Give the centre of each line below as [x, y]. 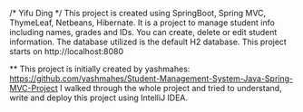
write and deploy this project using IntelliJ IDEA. [99, 98]
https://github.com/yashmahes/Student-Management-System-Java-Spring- [151, 79]
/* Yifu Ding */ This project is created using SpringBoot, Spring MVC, [138, 13]
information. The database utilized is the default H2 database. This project [148, 42]
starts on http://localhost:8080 [67, 51]
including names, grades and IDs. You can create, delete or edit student [143, 32]
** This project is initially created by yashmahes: [100, 69]
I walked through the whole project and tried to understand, [171, 88]
